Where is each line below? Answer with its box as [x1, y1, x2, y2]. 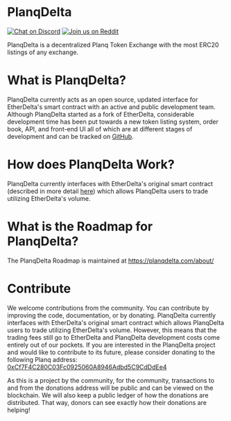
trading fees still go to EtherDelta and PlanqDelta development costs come [7, 333, 221, 341]
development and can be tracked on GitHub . [7, 132, 134, 140]
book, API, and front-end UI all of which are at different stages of [7, 124, 193, 133]
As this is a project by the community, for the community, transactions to [7, 376, 215, 384]
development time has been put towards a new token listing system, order [7, 117, 219, 126]
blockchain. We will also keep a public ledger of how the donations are [7, 390, 209, 399]
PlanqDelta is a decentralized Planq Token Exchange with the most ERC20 [7, 40, 219, 49]
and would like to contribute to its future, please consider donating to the [7, 348, 215, 356]
